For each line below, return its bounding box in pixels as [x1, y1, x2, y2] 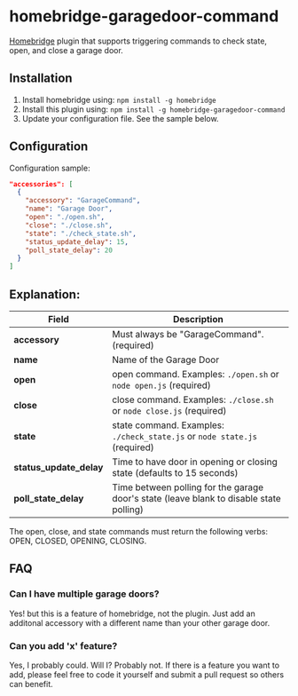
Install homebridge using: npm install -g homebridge [21, 94, 217, 105]
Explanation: [9, 287, 81, 302]
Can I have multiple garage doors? [9, 588, 160, 600]
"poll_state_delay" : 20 [25, 246, 114, 255]
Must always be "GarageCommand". [112, 328, 264, 340]
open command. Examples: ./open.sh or [112, 368, 279, 380]
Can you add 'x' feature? [9, 639, 118, 652]
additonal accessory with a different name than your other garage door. [9, 617, 271, 628]
